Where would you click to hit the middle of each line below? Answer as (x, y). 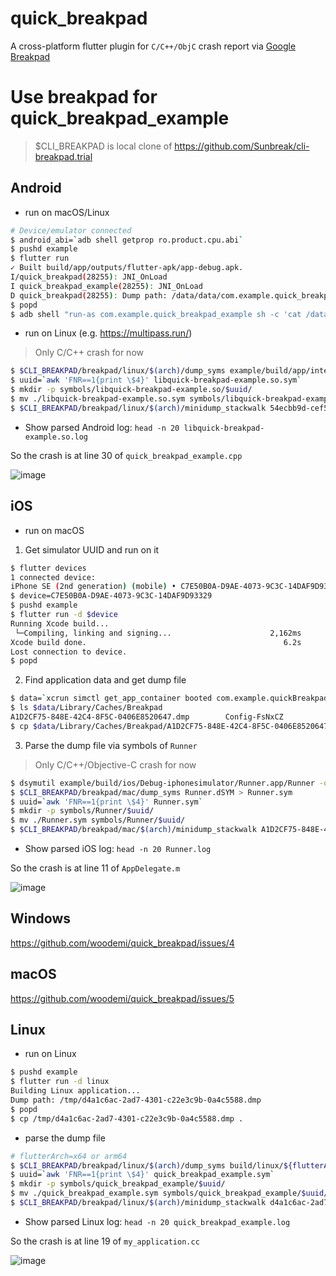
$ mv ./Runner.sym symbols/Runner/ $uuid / (98, 820)
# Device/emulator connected (71, 230)
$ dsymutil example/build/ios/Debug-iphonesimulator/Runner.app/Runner (162, 783)
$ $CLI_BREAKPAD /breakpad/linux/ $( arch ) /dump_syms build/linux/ (147, 1165)
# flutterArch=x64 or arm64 (69, 1156)
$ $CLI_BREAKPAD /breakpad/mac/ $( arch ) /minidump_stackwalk (133, 830)
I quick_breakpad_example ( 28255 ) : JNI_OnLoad (106, 286)
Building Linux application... (75, 1091)
